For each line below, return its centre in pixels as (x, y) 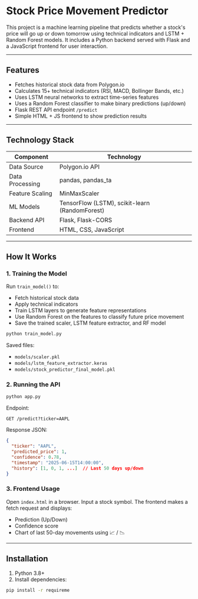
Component (32, 157)
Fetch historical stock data (47, 298)
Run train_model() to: (33, 286)
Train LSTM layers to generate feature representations (80, 310)
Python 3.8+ (30, 573)
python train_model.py (34, 334)
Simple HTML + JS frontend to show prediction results (81, 116)
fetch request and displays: (39, 508)
